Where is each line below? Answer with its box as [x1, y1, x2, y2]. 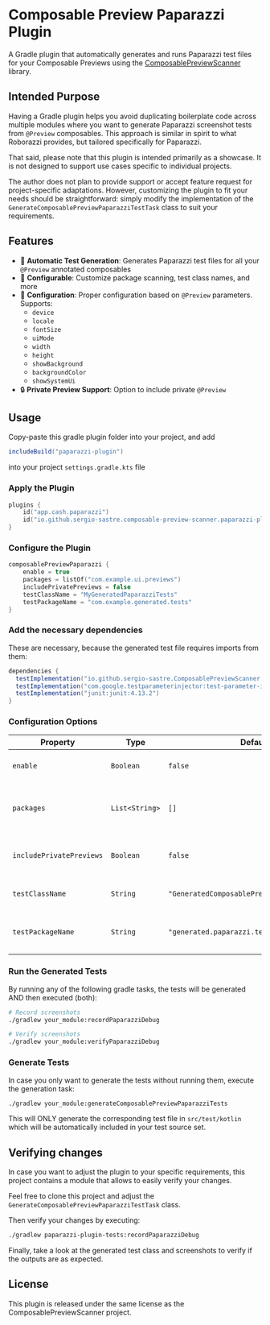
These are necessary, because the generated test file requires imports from [8, 643, 260, 652]
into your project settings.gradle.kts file [8, 462, 146, 472]
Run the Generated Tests [8, 966, 108, 977]
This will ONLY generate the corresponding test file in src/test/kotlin [8, 1114, 242, 1124]
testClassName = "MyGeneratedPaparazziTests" [22, 590, 178, 598]
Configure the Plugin [8, 542, 91, 553]
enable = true [22, 568, 70, 577]
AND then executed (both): [8, 992, 98, 1002]
